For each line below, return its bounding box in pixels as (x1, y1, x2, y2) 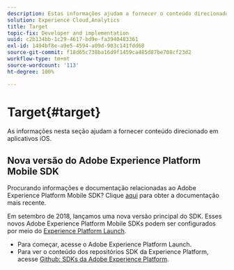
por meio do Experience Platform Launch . (7, 227, 127, 235)
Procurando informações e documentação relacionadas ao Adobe (7, 184, 196, 192)
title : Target (7, 23, 49, 30)
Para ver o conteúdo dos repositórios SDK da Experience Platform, (17, 248, 209, 256)
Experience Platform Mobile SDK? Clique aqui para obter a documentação (7, 192, 219, 200)
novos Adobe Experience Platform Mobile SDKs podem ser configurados (7, 219, 216, 228)
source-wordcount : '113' (7, 62, 79, 69)
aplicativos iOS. (7, 135, 52, 143)
